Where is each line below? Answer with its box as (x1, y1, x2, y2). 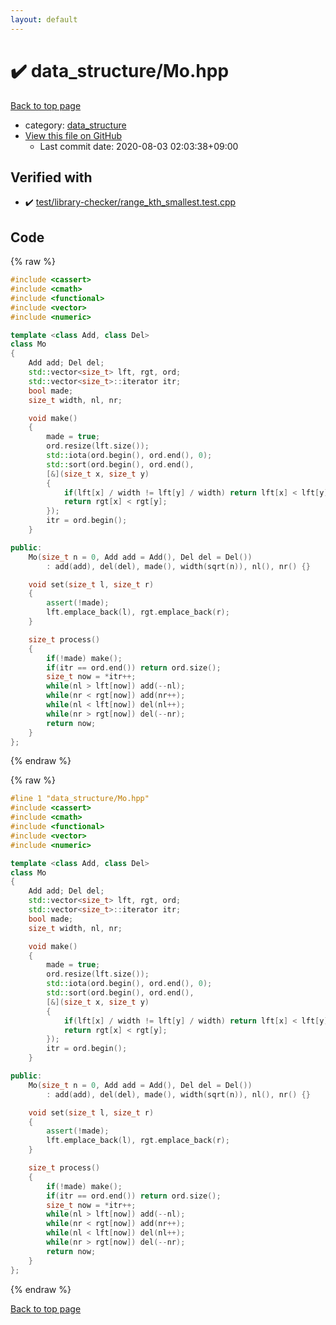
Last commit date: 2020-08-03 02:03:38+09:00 (39, 140, 239, 152)
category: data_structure (24, 119, 127, 131)
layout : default (10, 14, 78, 25)
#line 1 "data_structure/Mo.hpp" (10, 794, 150, 804)
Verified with (10, 169, 93, 186)
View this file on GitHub (24, 129, 123, 141)
